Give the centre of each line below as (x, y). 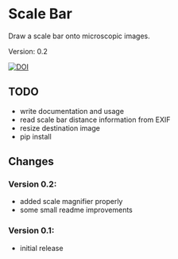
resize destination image (60, 128)
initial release (41, 248)
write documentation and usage (72, 111)
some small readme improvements (76, 210)
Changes (31, 161)
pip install (35, 136)
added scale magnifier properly (71, 202)
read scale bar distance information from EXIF (95, 120)
